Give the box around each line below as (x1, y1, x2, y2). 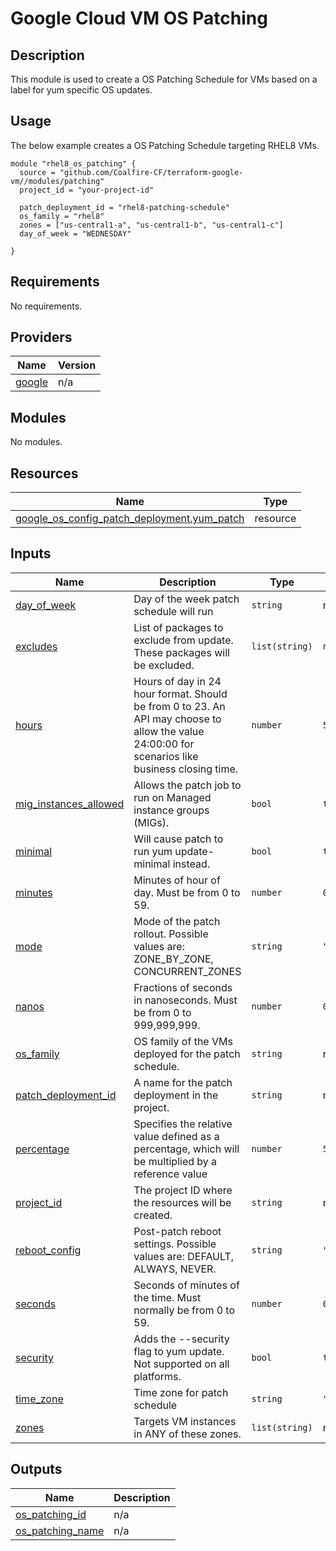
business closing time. (133, 762, 239, 776)
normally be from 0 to (133, 1303, 236, 1317)
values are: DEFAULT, (133, 1249, 235, 1263)
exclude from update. (133, 633, 234, 647)
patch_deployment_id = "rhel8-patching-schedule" (19, 202, 230, 212)
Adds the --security (133, 1332, 230, 1346)
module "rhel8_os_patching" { (10, 158, 137, 169)
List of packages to (133, 620, 224, 634)
